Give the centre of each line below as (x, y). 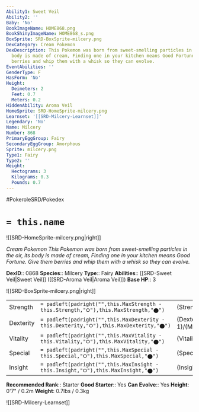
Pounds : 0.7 (26, 183)
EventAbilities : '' (30, 67)
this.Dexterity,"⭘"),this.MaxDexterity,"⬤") (106, 326)
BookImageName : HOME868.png (41, 28)
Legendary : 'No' (26, 122)
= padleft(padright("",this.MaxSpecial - (99, 350)
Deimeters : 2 (28, 89)
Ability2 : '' (22, 17)
